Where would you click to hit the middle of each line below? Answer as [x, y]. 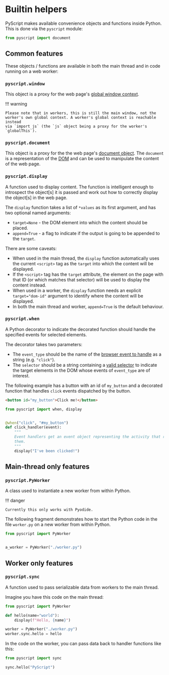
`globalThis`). [21, 131]
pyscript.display [26, 176]
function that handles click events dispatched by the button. [68, 391]
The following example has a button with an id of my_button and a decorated [84, 385]
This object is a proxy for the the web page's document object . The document [84, 153]
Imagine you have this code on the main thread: [55, 597]
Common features [34, 54]
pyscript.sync [22, 577]
